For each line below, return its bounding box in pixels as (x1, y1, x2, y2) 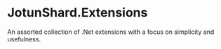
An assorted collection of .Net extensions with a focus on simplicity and (7, 28, 215, 36)
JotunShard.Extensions (7, 5, 148, 21)
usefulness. (7, 35, 41, 43)
